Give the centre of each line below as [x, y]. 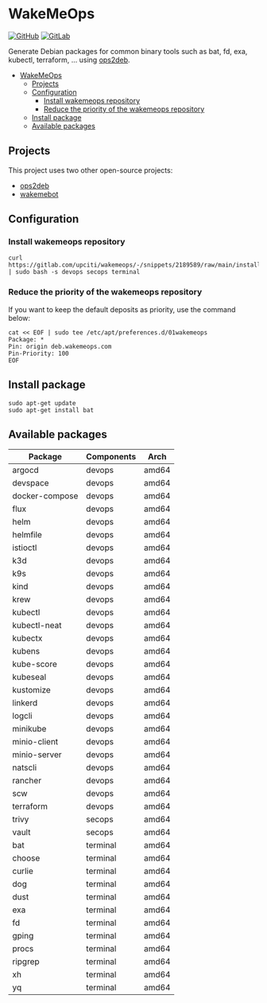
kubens [26, 651]
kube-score [35, 664]
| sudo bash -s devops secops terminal [74, 272]
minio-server [37, 755]
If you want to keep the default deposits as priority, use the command [122, 309]
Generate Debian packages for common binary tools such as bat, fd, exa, [128, 51]
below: [19, 318]
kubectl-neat [37, 626]
